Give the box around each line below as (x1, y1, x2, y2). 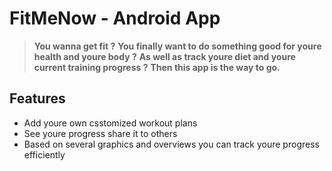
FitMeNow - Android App (9, 7, 221, 30)
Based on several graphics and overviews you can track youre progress (23, 138, 320, 150)
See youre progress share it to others (23, 127, 178, 139)
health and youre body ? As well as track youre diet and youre (33, 50, 296, 62)
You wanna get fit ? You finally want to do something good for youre (33, 40, 322, 52)
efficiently (23, 148, 66, 161)
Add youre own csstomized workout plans (23, 117, 198, 129)
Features (9, 90, 66, 107)
